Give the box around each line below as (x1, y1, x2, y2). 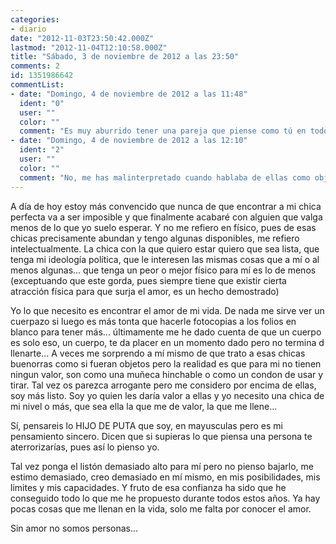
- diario (10, 24, 47, 34)
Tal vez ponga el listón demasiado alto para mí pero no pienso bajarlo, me (10, 460, 314, 472)
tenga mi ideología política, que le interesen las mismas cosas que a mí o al (10, 253, 320, 265)
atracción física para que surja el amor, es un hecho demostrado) (10, 285, 280, 297)
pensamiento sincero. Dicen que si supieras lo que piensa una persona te (10, 430, 313, 442)
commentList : (10, 80, 65, 90)
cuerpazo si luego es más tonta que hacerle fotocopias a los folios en (10, 315, 297, 327)
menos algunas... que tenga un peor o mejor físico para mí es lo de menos (10, 264, 317, 276)
